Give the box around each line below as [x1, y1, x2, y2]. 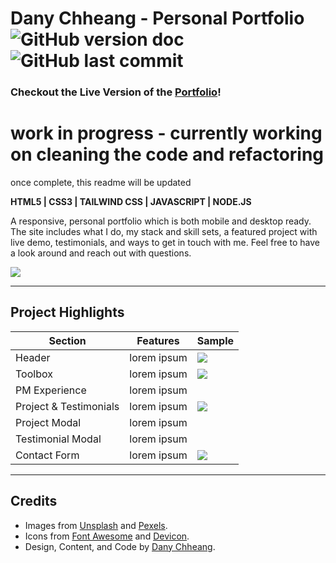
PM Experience [15, 383, 87, 397]
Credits [10, 493, 58, 510]
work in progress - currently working [10, 122, 323, 145]
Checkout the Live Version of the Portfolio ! [10, 85, 222, 99]
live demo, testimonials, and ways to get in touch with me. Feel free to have [10, 237, 321, 249]
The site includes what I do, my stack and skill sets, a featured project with [10, 226, 318, 238]
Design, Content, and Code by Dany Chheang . [24, 540, 216, 552]
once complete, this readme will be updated [10, 177, 192, 189]
